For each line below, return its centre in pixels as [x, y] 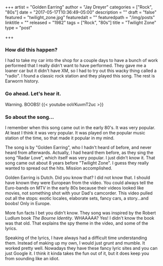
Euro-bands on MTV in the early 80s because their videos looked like [74, 188]
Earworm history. [22, 81]
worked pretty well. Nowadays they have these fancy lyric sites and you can [81, 248]
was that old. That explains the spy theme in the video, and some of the [77, 223]
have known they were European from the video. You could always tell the [79, 183]
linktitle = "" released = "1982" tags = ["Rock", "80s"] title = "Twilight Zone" [81, 22]
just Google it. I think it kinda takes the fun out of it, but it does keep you [77, 253]
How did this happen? [31, 50]
